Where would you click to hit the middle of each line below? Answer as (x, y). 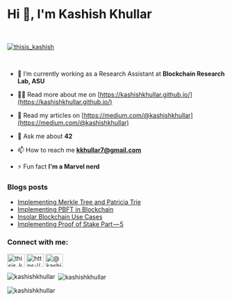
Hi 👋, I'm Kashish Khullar (80, 14)
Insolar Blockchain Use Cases (60, 217)
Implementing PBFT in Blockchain (65, 209)
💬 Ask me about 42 (45, 136)
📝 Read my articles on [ (51, 115)
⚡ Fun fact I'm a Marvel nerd (58, 166)
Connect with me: (38, 242)
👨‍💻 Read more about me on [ (59, 94)
